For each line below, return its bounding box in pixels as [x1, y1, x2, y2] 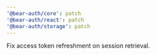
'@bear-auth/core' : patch [6, 10, 81, 17]
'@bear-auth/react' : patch [6, 16, 84, 23]
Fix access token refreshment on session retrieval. [6, 42, 150, 50]
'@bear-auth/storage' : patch [6, 23, 91, 30]
